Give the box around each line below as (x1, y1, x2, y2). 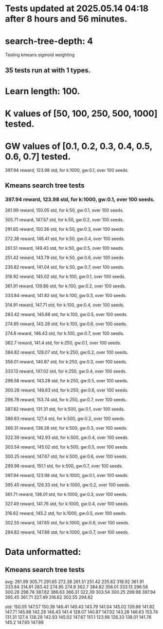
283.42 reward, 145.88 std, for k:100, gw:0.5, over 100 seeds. (5, 311, 128, 317)
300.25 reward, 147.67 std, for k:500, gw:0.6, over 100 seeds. (5, 453, 128, 459)
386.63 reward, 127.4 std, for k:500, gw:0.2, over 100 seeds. (5, 415, 126, 421)
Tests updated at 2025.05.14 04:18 (5, 3, 149, 14)
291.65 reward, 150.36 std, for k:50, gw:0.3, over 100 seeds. (5, 226, 125, 232)
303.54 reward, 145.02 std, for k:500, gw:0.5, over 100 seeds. (5, 444, 128, 450)
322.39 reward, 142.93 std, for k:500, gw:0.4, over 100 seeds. (5, 434, 129, 440)
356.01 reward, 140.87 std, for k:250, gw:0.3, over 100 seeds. (5, 359, 127, 365)
